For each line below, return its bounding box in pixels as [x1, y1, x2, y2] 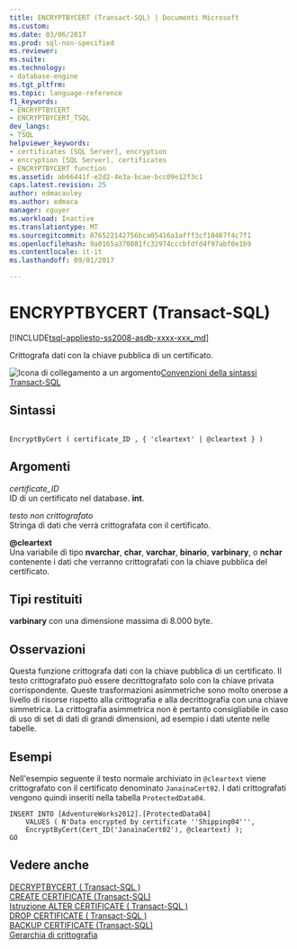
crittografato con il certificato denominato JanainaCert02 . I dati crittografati [9, 782, 286, 793]
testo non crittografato [9, 510, 94, 520]
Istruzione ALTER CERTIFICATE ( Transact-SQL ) [9, 900, 189, 911]
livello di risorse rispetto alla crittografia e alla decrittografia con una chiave [9, 694, 289, 705]
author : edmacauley [9, 189, 83, 198]
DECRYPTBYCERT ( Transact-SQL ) [9, 881, 141, 892]
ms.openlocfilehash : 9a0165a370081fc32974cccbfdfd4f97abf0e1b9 [9, 240, 252, 249]
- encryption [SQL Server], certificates [9, 155, 167, 165]
